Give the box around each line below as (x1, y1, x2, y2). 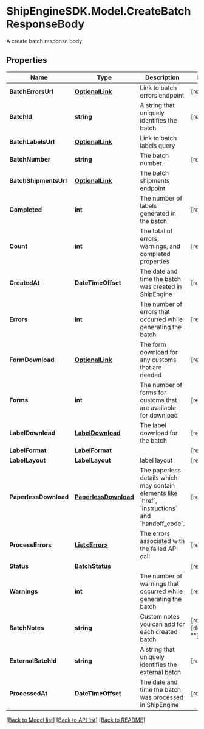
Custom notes (140, 612, 180, 621)
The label (140, 421, 167, 429)
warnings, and (140, 242, 181, 251)
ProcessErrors (9, 541, 52, 549)
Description (144, 73, 180, 82)
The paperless (140, 466, 181, 474)
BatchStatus (75, 562, 111, 571)
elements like (140, 489, 178, 497)
